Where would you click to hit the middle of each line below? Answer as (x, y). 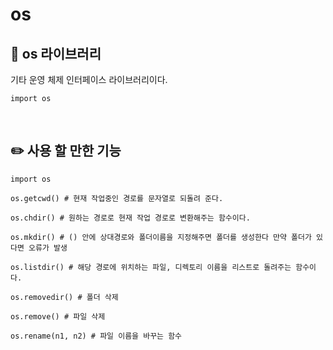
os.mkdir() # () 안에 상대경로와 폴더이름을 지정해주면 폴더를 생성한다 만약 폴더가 (161, 237)
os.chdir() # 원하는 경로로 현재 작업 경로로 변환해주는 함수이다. (130, 218)
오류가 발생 (48, 248)
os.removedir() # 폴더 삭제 (64, 297)
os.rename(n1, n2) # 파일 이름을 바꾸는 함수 (96, 336)
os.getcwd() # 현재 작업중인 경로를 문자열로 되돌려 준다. (117, 198)
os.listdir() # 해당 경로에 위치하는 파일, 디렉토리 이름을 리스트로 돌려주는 (151, 267)
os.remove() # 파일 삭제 (58, 316)
